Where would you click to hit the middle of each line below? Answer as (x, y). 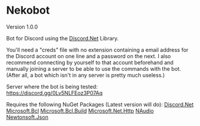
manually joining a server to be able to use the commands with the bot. (94, 68)
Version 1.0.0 (22, 27)
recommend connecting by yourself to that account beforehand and (90, 62)
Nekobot (28, 10)
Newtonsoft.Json (28, 117)
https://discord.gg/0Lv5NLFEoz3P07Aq (54, 93)
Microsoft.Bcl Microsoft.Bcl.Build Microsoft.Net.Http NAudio (80, 111)
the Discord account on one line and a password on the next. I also (89, 56)
